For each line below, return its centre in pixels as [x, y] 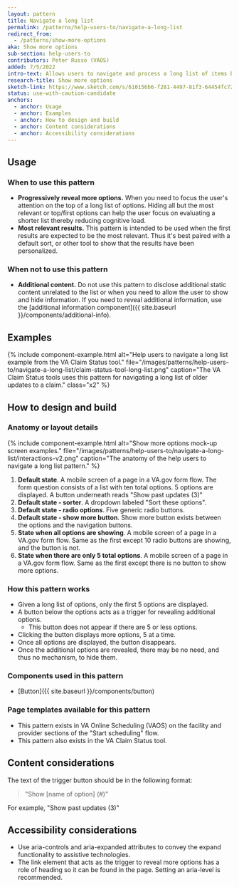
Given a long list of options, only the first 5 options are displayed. [113, 605]
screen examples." [34, 450]
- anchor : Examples [43, 113]
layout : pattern [31, 14]
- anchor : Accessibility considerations [74, 133]
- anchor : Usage [38, 107]
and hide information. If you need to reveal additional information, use [119, 300]
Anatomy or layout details [53, 427]
